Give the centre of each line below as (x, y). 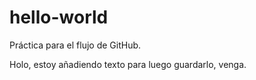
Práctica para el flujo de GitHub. (75, 45)
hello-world (59, 17)
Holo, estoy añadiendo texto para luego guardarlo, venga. (128, 64)
